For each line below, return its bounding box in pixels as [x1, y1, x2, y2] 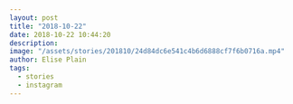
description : [9, 38, 59, 48]
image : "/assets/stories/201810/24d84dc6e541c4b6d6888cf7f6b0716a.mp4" [9, 47, 285, 56]
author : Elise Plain [9, 55, 88, 64]
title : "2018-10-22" [9, 22, 88, 31]
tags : [9, 64, 30, 73]
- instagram [17, 80, 63, 90]
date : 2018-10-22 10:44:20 [9, 30, 111, 39]
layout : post [9, 13, 59, 23]
